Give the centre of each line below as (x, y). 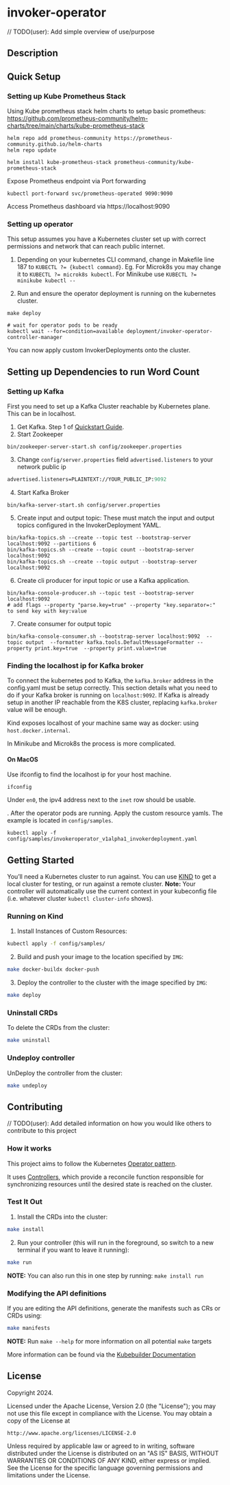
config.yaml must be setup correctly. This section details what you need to (112, 688)
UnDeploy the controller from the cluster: (65, 1073)
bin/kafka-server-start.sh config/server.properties (84, 505)
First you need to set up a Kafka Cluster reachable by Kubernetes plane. (109, 406)
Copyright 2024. (30, 1392)
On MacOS (23, 759)
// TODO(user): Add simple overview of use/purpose (81, 32)
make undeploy (27, 1085)
